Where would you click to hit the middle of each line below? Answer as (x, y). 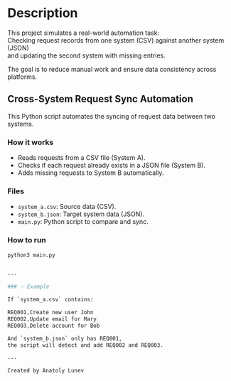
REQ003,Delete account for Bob (54, 326)
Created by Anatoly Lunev (45, 371)
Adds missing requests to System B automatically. (91, 173)
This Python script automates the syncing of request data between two (111, 116)
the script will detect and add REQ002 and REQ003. (85, 345)
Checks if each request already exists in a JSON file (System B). (112, 166)
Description (43, 13)
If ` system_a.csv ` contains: (50, 300)
